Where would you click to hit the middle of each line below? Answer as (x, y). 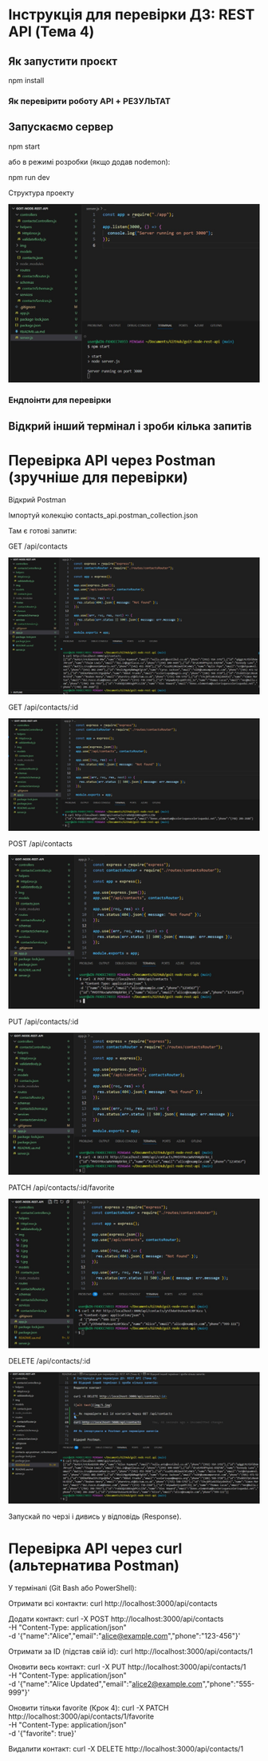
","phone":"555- (229, 1683)
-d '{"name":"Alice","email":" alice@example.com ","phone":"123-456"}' (124, 1635)
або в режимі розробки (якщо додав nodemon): (89, 162)
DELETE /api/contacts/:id (49, 1360)
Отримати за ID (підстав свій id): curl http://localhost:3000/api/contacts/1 (131, 1651)
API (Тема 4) (51, 32)
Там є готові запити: (43, 530)
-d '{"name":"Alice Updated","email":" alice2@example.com (106, 1683)
